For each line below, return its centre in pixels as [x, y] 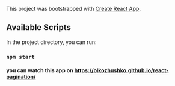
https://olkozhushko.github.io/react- [121, 70]
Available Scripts [38, 27]
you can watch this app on [40, 70]
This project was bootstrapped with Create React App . [74, 9]
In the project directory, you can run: [51, 42]
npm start [20, 57]
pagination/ [21, 77]
